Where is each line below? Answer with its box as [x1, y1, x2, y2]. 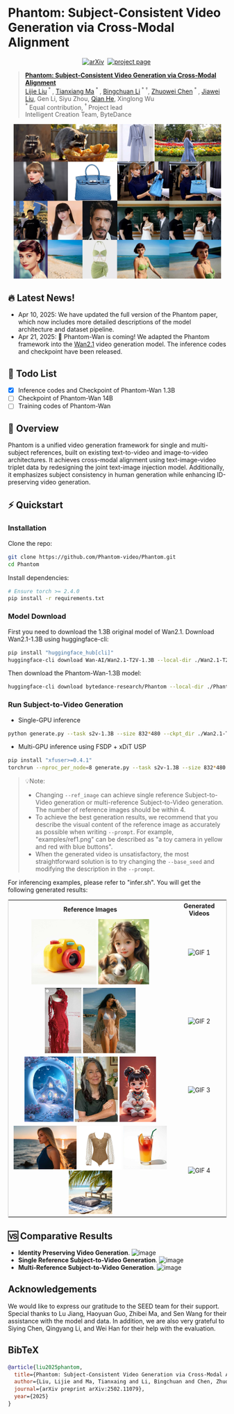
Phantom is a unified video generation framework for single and [8, 441, 190, 450]
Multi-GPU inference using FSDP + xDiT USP [17, 743, 147, 751]
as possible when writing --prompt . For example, [35, 828, 174, 836]
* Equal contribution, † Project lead [24, 102, 123, 111]
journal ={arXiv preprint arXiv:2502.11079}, [14, 1385, 145, 1393]
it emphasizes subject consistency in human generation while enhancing [8, 471, 216, 479]
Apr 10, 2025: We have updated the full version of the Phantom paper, [17, 311, 218, 319]
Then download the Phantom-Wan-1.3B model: [8, 669, 142, 677]
